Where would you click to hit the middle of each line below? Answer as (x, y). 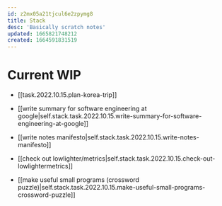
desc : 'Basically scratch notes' (57, 27)
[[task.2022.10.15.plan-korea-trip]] (67, 95)
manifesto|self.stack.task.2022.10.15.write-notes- (128, 137)
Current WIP (44, 75)
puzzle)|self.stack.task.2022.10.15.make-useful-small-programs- (111, 188)
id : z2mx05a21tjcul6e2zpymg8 (50, 14)
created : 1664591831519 (42, 40)
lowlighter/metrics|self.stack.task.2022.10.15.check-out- (134, 159)
